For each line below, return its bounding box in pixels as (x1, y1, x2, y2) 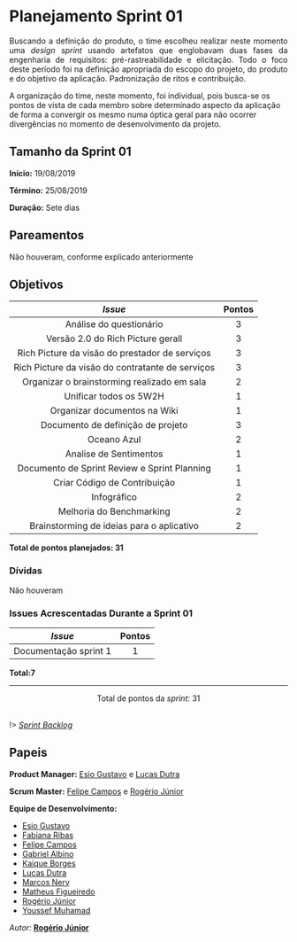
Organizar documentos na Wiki (49, 405, 179, 417)
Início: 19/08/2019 (9, 167, 76, 178)
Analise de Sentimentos (65, 448, 164, 460)
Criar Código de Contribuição (52, 477, 175, 489)
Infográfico (91, 491, 137, 503)
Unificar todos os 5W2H (64, 390, 165, 402)
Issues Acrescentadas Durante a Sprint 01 (9, 607, 193, 619)
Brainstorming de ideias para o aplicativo (29, 520, 199, 533)
